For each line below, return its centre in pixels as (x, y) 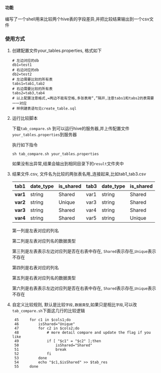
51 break (40, 349)
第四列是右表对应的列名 (35, 267)
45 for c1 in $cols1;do (43, 320)
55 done (26, 366)
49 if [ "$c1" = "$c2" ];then (58, 341)
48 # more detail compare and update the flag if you (82, 332)
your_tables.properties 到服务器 (44, 134)
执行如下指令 (25, 145)
